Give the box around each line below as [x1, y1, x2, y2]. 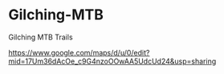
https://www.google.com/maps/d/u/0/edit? [8, 47, 150, 57]
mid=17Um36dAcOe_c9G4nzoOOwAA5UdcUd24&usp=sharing [8, 56, 217, 66]
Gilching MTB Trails [8, 32, 74, 42]
